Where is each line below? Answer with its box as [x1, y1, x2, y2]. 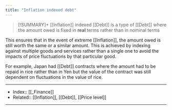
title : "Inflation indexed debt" [5, 7, 77, 13]
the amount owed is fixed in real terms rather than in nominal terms [17, 27, 160, 33]
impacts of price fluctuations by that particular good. [5, 53, 117, 59]
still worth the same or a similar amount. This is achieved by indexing [5, 42, 150, 49]
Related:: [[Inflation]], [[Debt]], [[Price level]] [12, 94, 106, 100]
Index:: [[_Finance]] [12, 89, 54, 95]
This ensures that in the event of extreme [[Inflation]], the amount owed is [5, 37, 161, 43]
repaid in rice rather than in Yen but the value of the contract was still [5, 69, 151, 75]
